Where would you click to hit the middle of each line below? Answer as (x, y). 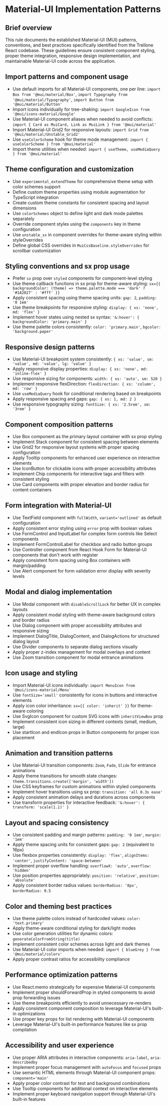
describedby (25, 1062)
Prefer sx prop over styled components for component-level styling (82, 278)
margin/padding (29, 566)
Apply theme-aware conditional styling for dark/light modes (74, 928)
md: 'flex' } (26, 312)
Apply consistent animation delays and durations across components (84, 797)
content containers (32, 490)
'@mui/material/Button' (37, 104)
